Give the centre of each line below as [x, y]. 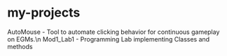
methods [20, 46]
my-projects [44, 13]
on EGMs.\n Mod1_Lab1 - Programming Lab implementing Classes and [109, 39]
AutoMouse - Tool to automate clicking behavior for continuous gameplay [113, 32]
